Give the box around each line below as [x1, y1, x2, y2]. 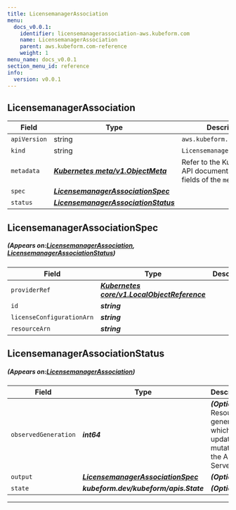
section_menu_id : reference [7, 63, 90, 70]
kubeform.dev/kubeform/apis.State [82, 483, 204, 493]
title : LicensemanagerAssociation [7, 10, 109, 18]
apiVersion [11, 135, 47, 144]
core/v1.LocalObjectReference [100, 289, 206, 299]
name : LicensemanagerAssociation [20, 37, 118, 44]
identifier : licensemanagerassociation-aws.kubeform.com [20, 30, 190, 37]
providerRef [11, 286, 51, 294]
